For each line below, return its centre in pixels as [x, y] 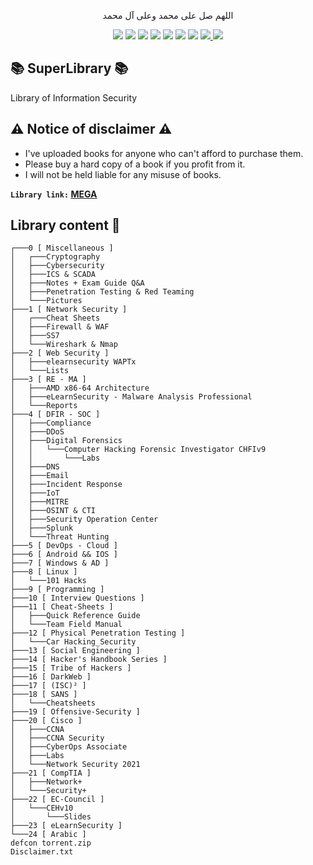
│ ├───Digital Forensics [66, 441]
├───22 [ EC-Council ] [57, 800]
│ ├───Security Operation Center [84, 520]
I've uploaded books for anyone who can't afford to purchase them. [164, 153]
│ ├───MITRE [40, 502]
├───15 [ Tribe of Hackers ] [71, 668]
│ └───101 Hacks [48, 581]
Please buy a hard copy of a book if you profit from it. [135, 164]
